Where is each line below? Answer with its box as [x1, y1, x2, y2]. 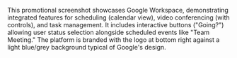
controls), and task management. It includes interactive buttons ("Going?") [7, 21, 224, 29]
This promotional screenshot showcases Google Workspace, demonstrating [7, 6, 229, 14]
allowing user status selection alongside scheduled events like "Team [7, 28, 210, 36]
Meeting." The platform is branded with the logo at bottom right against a [7, 36, 220, 44]
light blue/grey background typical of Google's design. [7, 43, 166, 51]
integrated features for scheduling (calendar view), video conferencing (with [7, 13, 230, 22]
